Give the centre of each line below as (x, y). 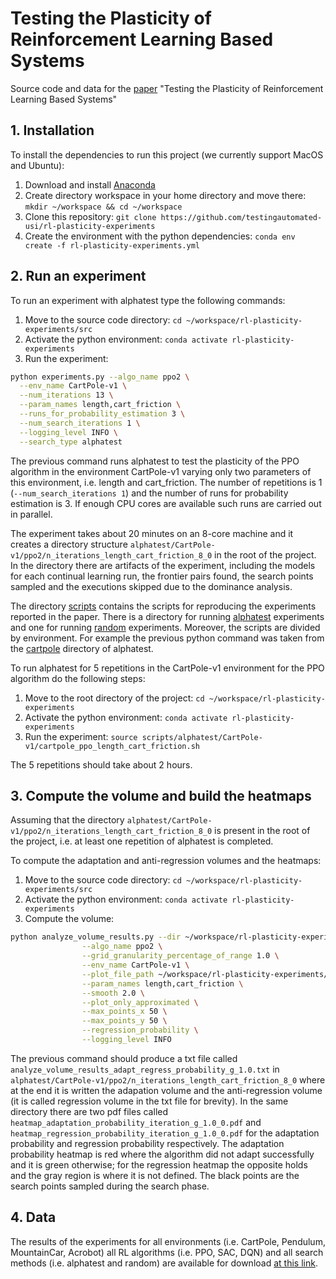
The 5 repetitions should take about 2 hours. (101, 764)
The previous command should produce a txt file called (124, 1058)
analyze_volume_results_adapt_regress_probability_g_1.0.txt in (145, 1069)
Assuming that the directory (67, 820)
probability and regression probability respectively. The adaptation (147, 1143)
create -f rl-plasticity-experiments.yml (112, 245)
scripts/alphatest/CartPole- (202, 737)
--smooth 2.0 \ (113, 993)
